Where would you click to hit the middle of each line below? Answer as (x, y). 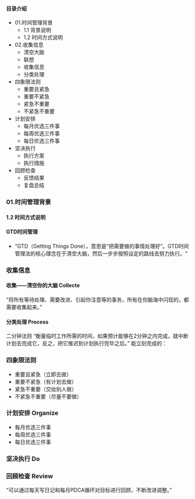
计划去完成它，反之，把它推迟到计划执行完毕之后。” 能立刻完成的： (87, 344)
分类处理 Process (27, 322)
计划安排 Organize (32, 413)
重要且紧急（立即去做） (43, 374)
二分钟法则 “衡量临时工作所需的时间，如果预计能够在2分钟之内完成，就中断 (97, 336)
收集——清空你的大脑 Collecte (43, 286)
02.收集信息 (29, 45)
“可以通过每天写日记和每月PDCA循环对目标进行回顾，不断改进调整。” (89, 490)
